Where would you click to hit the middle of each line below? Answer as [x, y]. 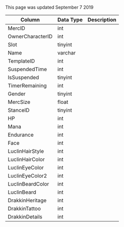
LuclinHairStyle [26, 151]
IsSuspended [24, 77]
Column [30, 20]
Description [102, 20]
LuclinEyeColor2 [27, 176]
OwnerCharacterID [30, 36]
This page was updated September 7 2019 [49, 7]
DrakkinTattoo [24, 209]
